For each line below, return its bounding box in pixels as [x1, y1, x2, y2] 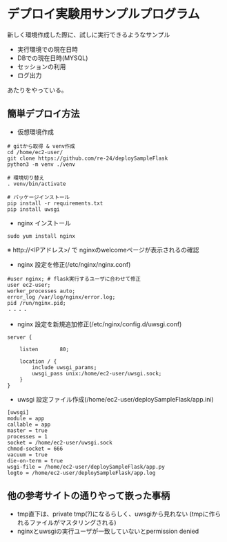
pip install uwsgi [7, 205, 60, 213]
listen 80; [19, 346, 70, 353]
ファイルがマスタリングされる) [29, 518, 117, 526]
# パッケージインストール [7, 194, 70, 200]
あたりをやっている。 [7, 86, 68, 94]
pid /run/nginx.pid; [7, 299, 67, 306]
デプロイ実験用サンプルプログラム [7, 6, 200, 22]
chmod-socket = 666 [7, 445, 63, 452]
